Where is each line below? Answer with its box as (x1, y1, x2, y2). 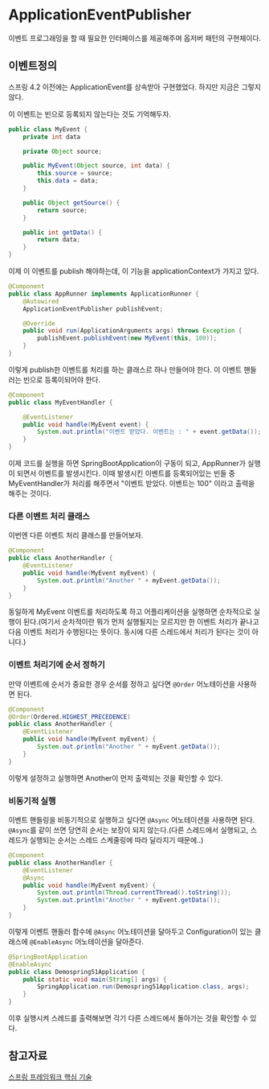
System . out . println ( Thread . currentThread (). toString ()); (37, 889, 231, 897)
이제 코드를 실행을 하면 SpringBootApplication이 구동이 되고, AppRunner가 (8, 459, 247, 468)
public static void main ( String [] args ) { (22, 976, 167, 984)
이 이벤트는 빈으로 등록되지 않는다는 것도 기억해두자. (8, 109, 171, 118)
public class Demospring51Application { (8, 967, 146, 976)
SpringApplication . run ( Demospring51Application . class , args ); (37, 983, 250, 991)
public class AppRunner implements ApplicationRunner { (8, 290, 199, 298)
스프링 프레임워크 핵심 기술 (8, 1072, 92, 1082)
